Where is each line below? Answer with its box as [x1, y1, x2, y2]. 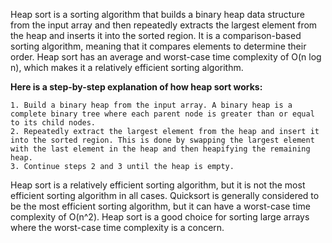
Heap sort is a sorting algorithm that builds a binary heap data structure [10, 9, 305, 20]
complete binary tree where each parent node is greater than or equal [10, 109, 315, 119]
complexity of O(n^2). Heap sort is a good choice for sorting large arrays [10, 211, 310, 223]
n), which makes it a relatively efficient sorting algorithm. [10, 62, 244, 73]
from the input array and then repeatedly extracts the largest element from [10, 19, 318, 31]
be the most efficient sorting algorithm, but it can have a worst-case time [10, 200, 311, 212]
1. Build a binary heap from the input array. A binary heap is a [10, 100, 293, 110]
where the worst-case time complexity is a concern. [10, 222, 225, 233]
